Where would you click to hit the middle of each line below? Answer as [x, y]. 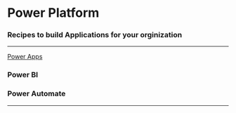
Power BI [23, 75]
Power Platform [53, 13]
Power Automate [37, 94]
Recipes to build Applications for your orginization [95, 35]
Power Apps [25, 57]
